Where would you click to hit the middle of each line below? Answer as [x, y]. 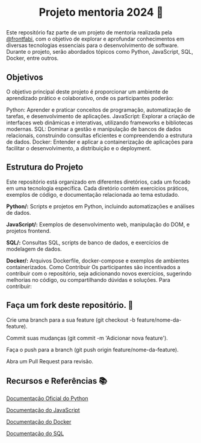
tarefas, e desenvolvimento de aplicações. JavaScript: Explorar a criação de [100, 116]
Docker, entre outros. [32, 58]
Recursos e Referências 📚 [57, 381]
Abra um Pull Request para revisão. [50, 361]
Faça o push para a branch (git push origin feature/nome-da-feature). [92, 349]
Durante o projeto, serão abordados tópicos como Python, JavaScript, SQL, [100, 52]
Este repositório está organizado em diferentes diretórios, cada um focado [98, 182]
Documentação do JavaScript [43, 410]
